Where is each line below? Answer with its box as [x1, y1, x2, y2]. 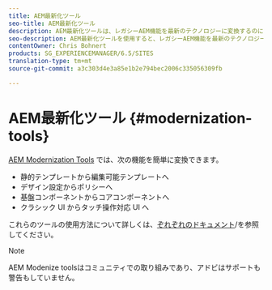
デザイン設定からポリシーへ [19, 181, 113, 191]
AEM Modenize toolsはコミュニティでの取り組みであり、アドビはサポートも [8, 262, 261, 272]
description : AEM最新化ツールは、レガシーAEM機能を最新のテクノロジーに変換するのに [8, 27, 264, 35]
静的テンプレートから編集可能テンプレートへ [19, 172, 169, 181]
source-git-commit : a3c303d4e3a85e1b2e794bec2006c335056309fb [8, 65, 223, 73]
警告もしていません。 [8, 272, 79, 282]
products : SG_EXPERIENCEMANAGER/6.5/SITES [8, 49, 154, 58]
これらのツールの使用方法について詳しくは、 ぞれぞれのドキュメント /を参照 [8, 220, 259, 229]
